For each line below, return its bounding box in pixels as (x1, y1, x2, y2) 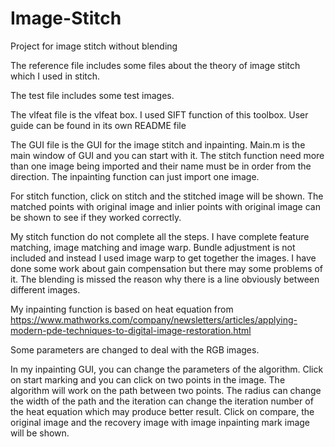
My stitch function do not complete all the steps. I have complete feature (10, 230, 310, 242)
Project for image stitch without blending (10, 40, 178, 52)
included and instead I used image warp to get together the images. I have (10, 252, 317, 264)
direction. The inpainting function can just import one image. (10, 170, 260, 182)
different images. (10, 283, 81, 296)
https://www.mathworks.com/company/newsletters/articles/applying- (10, 313, 298, 326)
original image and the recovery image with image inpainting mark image (10, 416, 311, 428)
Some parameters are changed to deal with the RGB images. (10, 343, 260, 356)
